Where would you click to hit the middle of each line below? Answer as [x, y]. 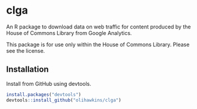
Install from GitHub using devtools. [49, 84]
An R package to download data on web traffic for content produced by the [98, 27]
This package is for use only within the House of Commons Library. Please [98, 44]
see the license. [26, 50]
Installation [27, 70]
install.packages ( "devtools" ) [44, 94]
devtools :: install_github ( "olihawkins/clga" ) [64, 100]
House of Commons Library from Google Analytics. [69, 33]
